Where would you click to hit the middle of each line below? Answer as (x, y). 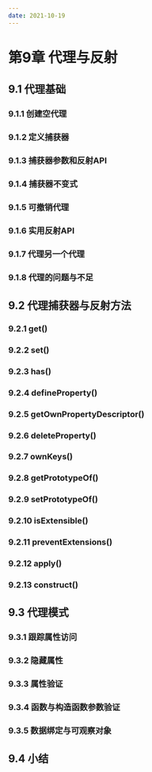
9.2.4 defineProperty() (53, 392)
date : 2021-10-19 (37, 16)
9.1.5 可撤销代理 (39, 207)
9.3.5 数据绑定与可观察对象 (60, 731)
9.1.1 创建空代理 (38, 114)
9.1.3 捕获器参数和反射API (57, 160)
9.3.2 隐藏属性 (36, 661)
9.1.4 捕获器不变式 (43, 184)
